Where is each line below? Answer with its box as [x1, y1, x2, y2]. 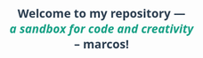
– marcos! [73, 36, 130, 53]
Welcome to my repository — [17, 5, 186, 22]
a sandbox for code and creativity [9, 20, 194, 37]
